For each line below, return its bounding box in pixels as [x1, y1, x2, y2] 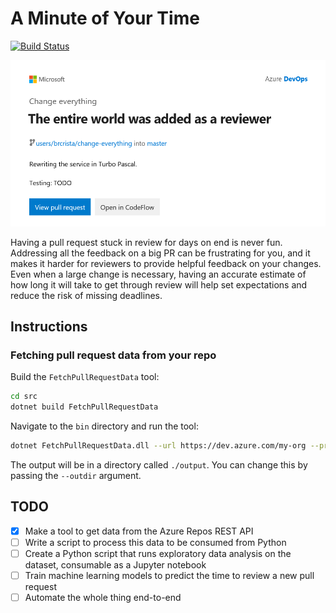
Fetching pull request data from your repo [10, 348, 217, 362]
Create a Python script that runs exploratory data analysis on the [24, 547, 292, 559]
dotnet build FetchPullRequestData [10, 402, 159, 412]
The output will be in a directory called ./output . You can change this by [10, 459, 308, 471]
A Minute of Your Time [10, 7, 200, 30]
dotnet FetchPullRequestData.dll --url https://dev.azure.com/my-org [10, 441, 307, 451]
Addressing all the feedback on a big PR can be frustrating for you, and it [10, 247, 311, 259]
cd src [10, 392, 38, 402]
